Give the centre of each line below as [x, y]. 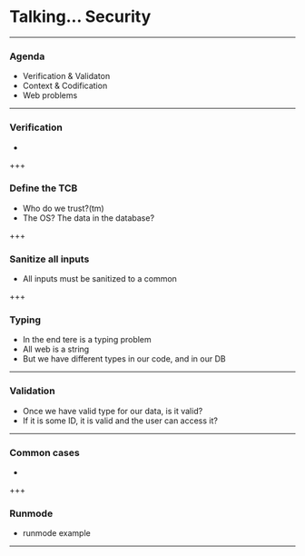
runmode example [56, 533]
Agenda [27, 56]
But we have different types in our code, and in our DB [124, 359]
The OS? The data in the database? [89, 218]
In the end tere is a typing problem [87, 340]
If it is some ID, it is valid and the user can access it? [120, 421]
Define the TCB [44, 188]
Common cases [44, 452]
